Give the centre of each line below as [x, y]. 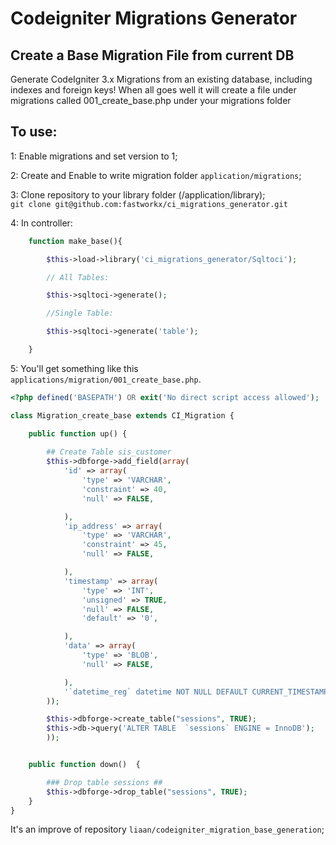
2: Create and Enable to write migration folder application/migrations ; [156, 175]
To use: [34, 132]
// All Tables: [78, 277]
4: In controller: [41, 223]
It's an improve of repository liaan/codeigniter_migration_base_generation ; [167, 829]
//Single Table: [80, 313]
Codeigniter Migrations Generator [154, 18]
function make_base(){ [75, 241]
